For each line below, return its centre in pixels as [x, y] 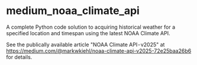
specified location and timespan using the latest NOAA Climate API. [88, 33]
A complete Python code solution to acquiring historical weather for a [91, 27]
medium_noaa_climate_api [73, 11]
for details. [19, 57]
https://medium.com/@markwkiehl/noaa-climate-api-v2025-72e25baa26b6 [99, 50]
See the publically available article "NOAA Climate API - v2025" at [85, 45]
